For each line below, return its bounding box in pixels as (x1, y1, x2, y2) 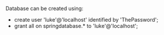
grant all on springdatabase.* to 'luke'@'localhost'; (14, 23, 139, 29)
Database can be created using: (5, 5, 83, 12)
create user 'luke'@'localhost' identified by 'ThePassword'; (14, 16, 159, 23)
